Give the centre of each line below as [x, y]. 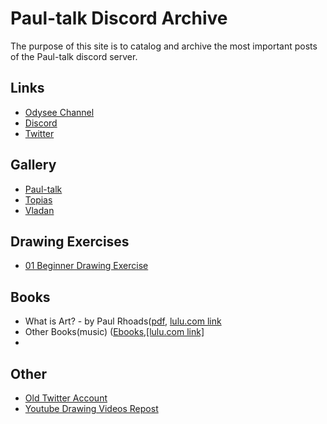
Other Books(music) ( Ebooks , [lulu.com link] [114, 332]
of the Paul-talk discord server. [74, 56]
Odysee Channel [59, 112]
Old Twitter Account [66, 398]
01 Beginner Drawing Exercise [86, 266]
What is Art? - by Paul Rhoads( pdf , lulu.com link [123, 321]
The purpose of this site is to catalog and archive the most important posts [164, 46]
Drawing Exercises [70, 241]
